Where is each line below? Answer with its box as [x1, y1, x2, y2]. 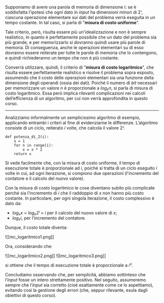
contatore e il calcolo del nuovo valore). [5, 175, 84, 181]
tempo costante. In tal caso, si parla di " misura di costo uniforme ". [5, 19, 140, 25]
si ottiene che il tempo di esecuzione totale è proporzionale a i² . [5, 263, 133, 268]
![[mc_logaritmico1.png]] [5, 234, 54, 240]
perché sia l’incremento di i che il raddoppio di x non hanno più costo [5, 190, 144, 196]
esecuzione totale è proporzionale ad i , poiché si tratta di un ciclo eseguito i [5, 165, 157, 171]
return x [14, 151, 32, 156]
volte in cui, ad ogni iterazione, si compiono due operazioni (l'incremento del [5, 170, 159, 176]
